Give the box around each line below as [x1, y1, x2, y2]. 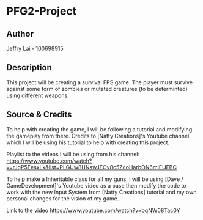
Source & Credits [6, 109, 72, 120]
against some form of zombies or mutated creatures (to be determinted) [6, 85, 188, 92]
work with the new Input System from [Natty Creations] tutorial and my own [6, 188, 197, 196]
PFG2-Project [6, 4, 77, 18]
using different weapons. [6, 92, 69, 99]
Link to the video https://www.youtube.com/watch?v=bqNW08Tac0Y [6, 207, 180, 214]
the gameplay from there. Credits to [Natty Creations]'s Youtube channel [6, 132, 190, 139]
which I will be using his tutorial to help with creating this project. [6, 139, 170, 146]
